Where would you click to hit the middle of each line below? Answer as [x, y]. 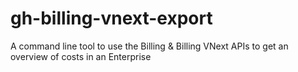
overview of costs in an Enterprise [81, 56]
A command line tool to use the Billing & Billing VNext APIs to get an [149, 46]
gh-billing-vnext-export [111, 18]
